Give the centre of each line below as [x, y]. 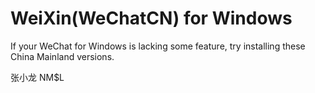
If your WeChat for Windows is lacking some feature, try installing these [158, 46]
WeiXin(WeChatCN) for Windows [151, 18]
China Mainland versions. [62, 56]
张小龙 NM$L [37, 77]
